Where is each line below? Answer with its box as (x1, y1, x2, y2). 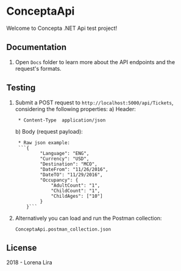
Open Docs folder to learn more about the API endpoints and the (15, 58, 176, 65)
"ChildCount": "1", (51, 187, 101, 193)
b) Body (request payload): (15, 128, 83, 135)
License (6, 242, 37, 253)
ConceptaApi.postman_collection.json (15, 226, 112, 233)
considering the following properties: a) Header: (15, 105, 136, 112)
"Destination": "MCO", (40, 161, 98, 167)
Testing (6, 82, 36, 93)
